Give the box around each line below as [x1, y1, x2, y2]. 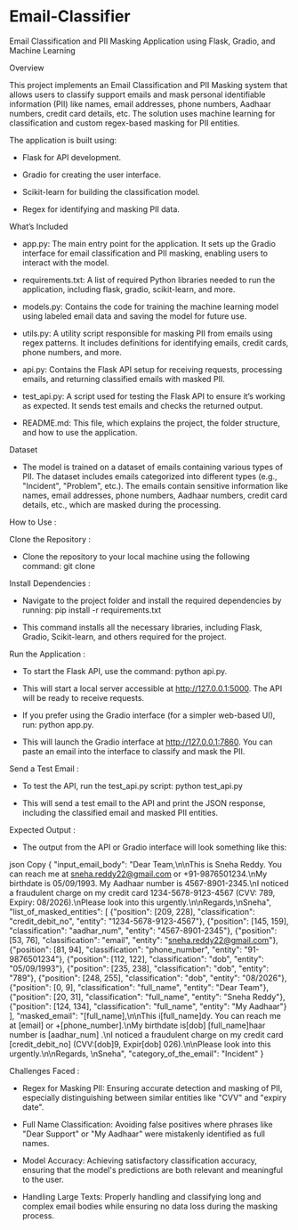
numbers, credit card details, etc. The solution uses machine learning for [9, 108, 276, 118]
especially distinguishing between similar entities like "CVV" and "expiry [21, 1092, 287, 1103]
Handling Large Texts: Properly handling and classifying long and [21, 1191, 262, 1201]
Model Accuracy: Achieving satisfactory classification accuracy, [21, 1155, 258, 1166]
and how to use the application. [21, 427, 138, 437]
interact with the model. [21, 257, 109, 268]
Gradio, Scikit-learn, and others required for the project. [21, 631, 227, 642]
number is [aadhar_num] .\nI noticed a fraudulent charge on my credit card [9, 1029, 284, 1039]
